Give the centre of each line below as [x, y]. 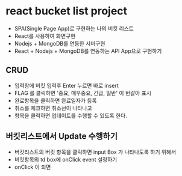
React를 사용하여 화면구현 [45, 36]
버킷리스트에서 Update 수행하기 [62, 136]
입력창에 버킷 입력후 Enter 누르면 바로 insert [66, 85]
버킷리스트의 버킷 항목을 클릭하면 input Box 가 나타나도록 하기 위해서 [95, 152]
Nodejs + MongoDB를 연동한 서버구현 [60, 43]
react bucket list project [67, 11]
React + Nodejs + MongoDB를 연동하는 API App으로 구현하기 [88, 51]
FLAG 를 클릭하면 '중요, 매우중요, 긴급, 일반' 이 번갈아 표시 [83, 93]
